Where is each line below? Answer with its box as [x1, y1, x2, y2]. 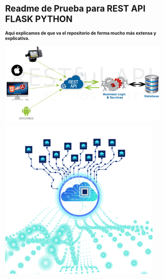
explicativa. [5, 35, 30, 41]
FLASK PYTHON [5, 13, 73, 25]
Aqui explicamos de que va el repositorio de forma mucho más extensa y [5, 30, 156, 36]
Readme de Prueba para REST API [5, 3, 146, 14]
